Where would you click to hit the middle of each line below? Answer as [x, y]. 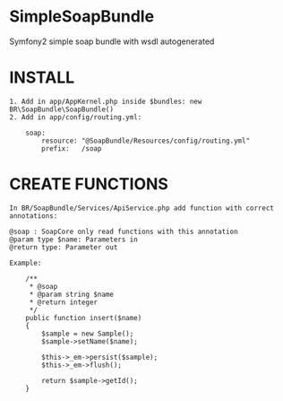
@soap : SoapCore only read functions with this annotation [124, 231]
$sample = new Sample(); [88, 334]
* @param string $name [72, 294]
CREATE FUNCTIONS [89, 184]
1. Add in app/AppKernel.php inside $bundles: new [106, 101]
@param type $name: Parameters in [74, 240]
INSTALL [42, 78]
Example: [26, 263]
